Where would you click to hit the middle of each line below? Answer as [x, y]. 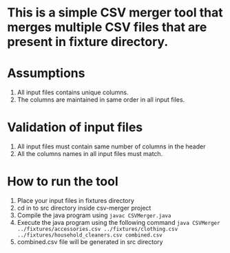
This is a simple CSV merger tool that [115, 13]
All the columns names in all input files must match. [90, 154]
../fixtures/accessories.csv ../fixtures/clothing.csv [97, 229]
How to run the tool [63, 182]
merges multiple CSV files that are [107, 27]
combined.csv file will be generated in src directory [90, 242]
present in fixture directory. [88, 42]
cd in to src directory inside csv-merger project [84, 208]
